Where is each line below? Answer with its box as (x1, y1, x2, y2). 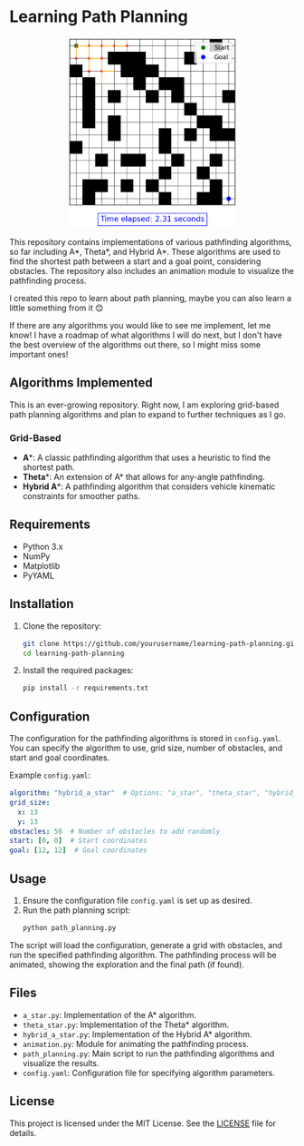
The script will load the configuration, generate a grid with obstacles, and (9, 939, 283, 950)
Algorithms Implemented (9, 375, 154, 391)
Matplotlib (22, 560, 61, 571)
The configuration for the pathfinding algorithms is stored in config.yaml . (9, 733, 282, 744)
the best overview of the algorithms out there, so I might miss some (9, 338, 261, 350)
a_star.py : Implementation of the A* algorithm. (22, 1009, 197, 1020)
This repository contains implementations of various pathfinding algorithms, (9, 236, 292, 247)
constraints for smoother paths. (22, 491, 140, 501)
